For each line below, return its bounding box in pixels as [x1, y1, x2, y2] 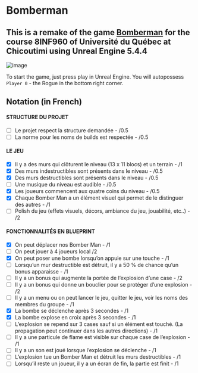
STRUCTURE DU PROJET [6, 113, 69, 120]
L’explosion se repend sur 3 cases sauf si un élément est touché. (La [14, 321, 183, 328]
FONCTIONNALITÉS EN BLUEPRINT [6, 228, 95, 235]
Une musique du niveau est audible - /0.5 [14, 181, 117, 188]
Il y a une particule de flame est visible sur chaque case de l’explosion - [14, 334, 190, 341]
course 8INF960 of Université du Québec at [6, 36, 171, 46]
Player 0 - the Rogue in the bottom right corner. [6, 80, 124, 86]
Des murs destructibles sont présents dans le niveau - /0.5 [14, 174, 159, 182]
